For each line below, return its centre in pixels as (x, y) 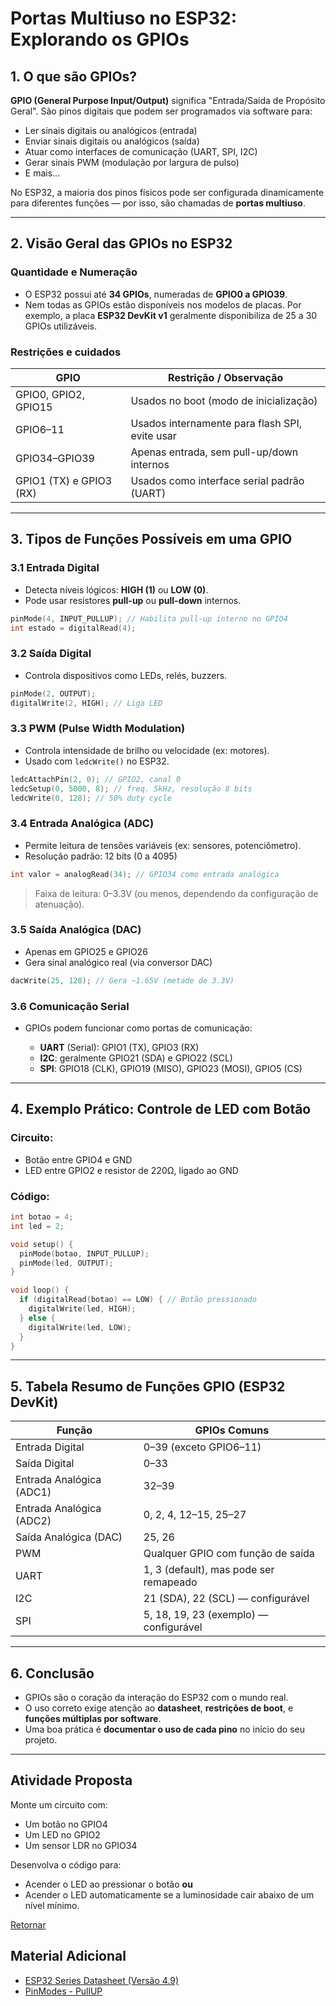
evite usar (153, 435)
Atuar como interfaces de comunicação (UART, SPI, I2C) (141, 151)
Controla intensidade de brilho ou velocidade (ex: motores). (147, 750)
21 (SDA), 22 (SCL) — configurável (226, 1599)
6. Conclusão (52, 1673)
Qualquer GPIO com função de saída (229, 1554)
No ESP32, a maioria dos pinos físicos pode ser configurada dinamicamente (167, 192)
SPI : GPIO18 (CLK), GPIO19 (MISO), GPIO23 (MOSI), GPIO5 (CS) (171, 1069)
